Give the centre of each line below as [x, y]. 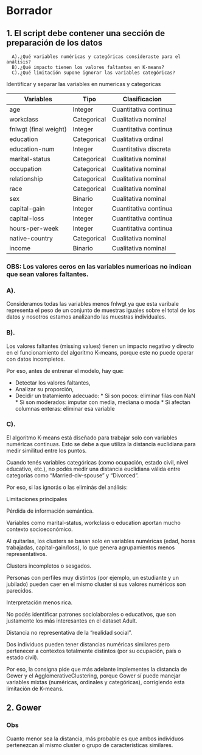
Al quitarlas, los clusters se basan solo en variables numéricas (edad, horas [101, 541]
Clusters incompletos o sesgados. [49, 566]
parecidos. [20, 590]
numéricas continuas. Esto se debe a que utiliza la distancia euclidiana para [101, 444]
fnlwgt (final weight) [38, 129]
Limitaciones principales [37, 499]
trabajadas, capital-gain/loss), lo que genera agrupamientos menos [91, 547]
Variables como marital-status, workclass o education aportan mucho [93, 522]
